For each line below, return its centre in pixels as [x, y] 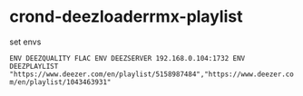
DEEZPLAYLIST [34, 66]
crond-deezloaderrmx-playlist [126, 17]
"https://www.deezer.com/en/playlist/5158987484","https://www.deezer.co [152, 74]
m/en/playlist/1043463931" [60, 82]
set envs [25, 42]
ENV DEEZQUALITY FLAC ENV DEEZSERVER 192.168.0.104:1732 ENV [127, 58]
